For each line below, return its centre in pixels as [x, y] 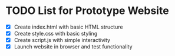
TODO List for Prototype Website [87, 11]
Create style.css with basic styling [56, 34]
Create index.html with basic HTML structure [68, 27]
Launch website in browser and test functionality [73, 47]
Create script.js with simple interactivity [62, 40]
